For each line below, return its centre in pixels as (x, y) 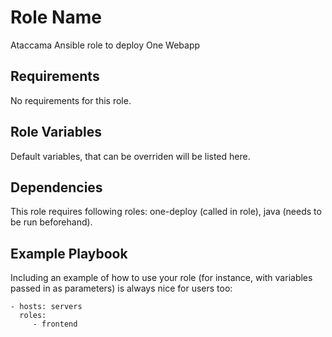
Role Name (56, 17)
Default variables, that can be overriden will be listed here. (130, 156)
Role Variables (56, 132)
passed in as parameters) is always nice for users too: (121, 288)
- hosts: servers (46, 307)
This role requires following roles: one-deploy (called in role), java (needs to (166, 212)
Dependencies (56, 187)
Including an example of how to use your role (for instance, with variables (161, 278)
